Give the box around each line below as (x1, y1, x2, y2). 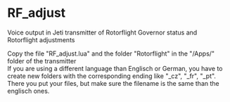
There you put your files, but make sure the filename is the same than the (7, 79, 219, 87)
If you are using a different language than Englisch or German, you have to (7, 64, 223, 72)
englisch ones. (7, 87, 50, 95)
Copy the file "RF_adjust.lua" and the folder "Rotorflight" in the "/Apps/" (7, 49, 215, 58)
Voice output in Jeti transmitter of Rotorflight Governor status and (7, 28, 198, 37)
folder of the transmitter (7, 56, 77, 65)
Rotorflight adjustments (7, 35, 75, 44)
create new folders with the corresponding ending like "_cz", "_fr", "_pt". (7, 72, 217, 80)
